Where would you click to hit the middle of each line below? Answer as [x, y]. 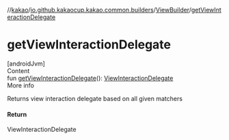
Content [18, 70]
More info [21, 85]
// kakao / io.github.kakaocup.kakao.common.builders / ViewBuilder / [99, 10]
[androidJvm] [26, 64]
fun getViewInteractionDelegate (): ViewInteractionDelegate [90, 78]
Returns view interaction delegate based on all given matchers [95, 98]
